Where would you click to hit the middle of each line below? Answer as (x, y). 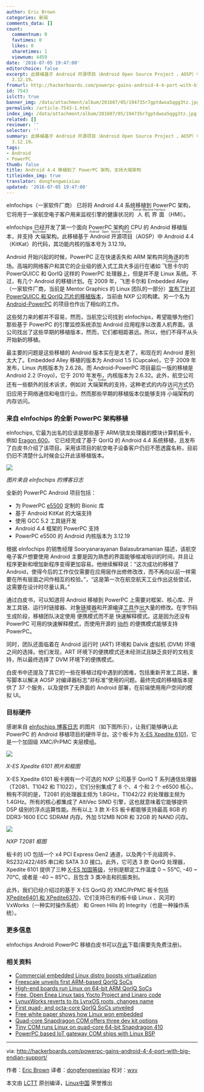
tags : (13, 147)
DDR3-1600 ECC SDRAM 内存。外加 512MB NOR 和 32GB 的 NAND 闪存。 (99, 817)
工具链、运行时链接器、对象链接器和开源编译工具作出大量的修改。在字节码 (104, 608)
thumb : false (23, 165)
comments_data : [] (29, 23)
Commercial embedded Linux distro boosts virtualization (86, 975)
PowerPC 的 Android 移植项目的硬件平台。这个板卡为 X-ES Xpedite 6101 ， (99, 734)
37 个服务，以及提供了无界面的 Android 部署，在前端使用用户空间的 (103, 688)
